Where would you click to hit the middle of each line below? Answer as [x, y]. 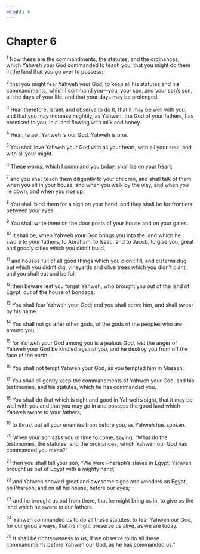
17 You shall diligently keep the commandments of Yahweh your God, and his [100, 380]
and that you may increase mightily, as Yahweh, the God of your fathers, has [100, 116]
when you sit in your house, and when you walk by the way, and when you [98, 185]
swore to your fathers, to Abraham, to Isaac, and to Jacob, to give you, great [100, 242]
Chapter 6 [31, 41]
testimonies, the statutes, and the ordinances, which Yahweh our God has [97, 443]
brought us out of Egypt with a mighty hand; [60, 469]
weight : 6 [19, 12]
